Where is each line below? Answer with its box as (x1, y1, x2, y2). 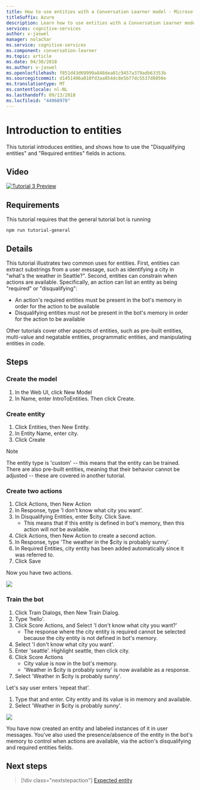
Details (6, 243, 33, 254)
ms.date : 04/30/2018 (6, 59, 58, 65)
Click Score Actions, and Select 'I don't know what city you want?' (14, 621, 177, 629)
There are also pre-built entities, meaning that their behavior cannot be (6, 466, 180, 473)
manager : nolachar (6, 36, 52, 42)
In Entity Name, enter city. (14, 430, 79, 437)
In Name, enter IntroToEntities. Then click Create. (14, 395, 136, 402)
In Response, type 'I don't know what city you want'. (14, 507, 143, 514)
